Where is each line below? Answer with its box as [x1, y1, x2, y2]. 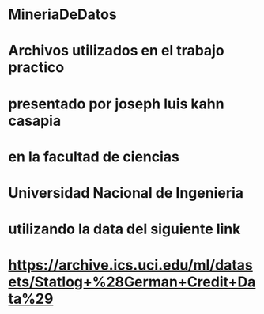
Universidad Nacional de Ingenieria [8, 183, 243, 202]
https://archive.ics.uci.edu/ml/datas [8, 256, 253, 274]
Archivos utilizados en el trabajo [8, 42, 224, 60]
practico [8, 59, 65, 77]
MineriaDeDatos [8, 6, 117, 24]
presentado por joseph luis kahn [8, 95, 224, 112]
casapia [8, 112, 62, 130]
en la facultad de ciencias [8, 148, 180, 165]
